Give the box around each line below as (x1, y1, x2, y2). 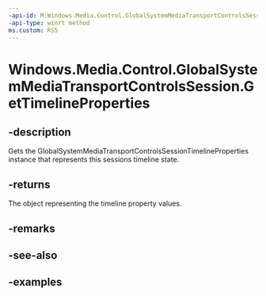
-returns (8, 177, 51, 191)
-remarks (8, 222, 55, 235)
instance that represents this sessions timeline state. (8, 155, 180, 165)
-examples (8, 275, 63, 289)
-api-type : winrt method (8, 19, 90, 27)
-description (8, 125, 71, 139)
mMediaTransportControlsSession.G (8, 77, 255, 95)
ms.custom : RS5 (8, 26, 59, 34)
